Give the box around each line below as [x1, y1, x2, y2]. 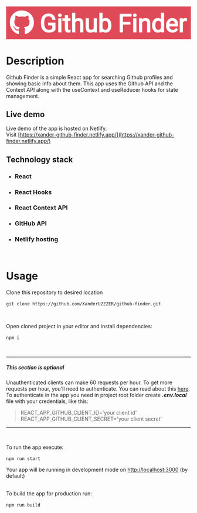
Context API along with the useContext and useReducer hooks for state [6, 86, 179, 93]
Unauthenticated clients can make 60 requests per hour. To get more [6, 379, 173, 386]
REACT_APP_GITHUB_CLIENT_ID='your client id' [20, 409, 137, 416]
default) [6, 472, 25, 479]
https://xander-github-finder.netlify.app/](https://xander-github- [19, 131, 175, 138]
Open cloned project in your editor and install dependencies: [6, 322, 152, 329]
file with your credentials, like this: [6, 398, 89, 405]
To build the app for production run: [6, 489, 92, 497]
